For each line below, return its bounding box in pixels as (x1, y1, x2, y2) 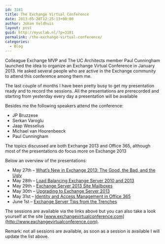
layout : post (5, 26, 32, 31)
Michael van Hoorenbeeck (12, 128, 66, 134)
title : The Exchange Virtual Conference (5, 12, 90, 17)
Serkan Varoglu (12, 117, 44, 123)
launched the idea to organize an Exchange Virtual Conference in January (5, 63, 155, 69)
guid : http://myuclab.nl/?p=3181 (5, 30, 74, 35)
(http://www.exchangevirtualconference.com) (5, 218, 98, 224)
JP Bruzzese (12, 112, 38, 118)
